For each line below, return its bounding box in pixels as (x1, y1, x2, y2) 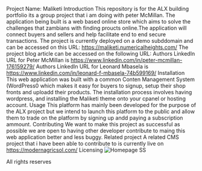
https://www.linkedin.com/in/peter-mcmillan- (70, 57, 183, 63)
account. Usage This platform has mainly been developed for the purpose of (6, 102, 197, 108)
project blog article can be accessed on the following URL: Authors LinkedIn (6, 50, 195, 57)
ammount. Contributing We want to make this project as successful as (6, 121, 180, 127)
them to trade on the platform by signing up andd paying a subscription (6, 114, 183, 121)
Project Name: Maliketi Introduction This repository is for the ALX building (6, 5, 189, 12)
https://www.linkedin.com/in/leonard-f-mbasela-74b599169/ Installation (6, 69, 185, 76)
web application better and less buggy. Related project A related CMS (6, 134, 179, 141)
